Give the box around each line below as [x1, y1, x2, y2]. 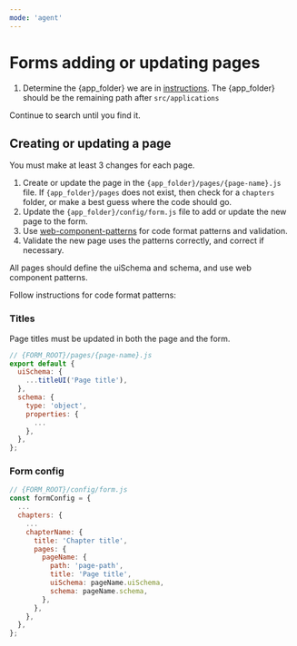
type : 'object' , [25, 401, 88, 410]
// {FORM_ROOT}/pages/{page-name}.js [9, 350, 153, 359]
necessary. [22, 245, 64, 256]
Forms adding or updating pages [9, 52, 261, 73]
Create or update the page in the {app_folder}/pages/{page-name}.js [22, 178, 282, 189]
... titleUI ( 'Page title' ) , [25, 376, 128, 386]
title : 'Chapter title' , [33, 536, 128, 545]
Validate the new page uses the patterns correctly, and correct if [22, 235, 265, 246]
